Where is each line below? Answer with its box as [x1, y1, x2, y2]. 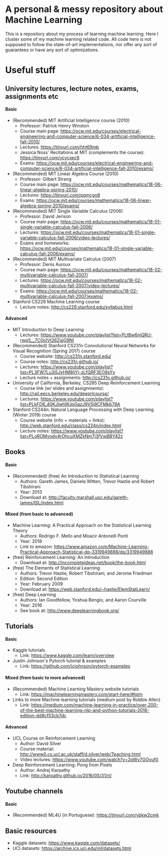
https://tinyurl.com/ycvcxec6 [20, 155, 80, 161]
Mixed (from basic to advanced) [5, 511, 74, 517]
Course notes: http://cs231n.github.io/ [20, 358, 99, 364]
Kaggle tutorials [12, 647, 45, 653]
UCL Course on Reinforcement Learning [12, 735, 95, 741]
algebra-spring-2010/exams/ [20, 202, 80, 209]
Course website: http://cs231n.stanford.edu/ [20, 353, 111, 359]
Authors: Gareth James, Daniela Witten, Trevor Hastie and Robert [20, 478, 154, 484]
